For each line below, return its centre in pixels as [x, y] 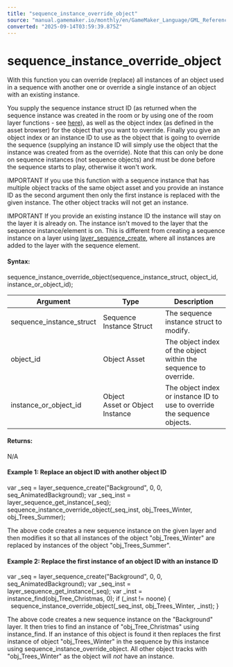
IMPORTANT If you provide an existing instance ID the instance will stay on [114, 216]
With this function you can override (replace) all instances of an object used [115, 80]
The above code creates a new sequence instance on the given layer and [112, 530]
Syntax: [19, 261]
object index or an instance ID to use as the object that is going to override [114, 138]
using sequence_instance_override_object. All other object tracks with [107, 649]
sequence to [185, 367]
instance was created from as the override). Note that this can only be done [115, 153]
